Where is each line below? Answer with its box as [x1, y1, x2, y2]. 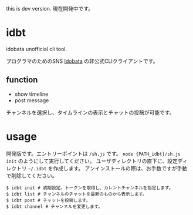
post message [14, 96, 49, 104]
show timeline [14, 90, 49, 98]
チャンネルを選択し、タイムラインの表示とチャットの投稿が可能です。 [6, 109, 175, 116]
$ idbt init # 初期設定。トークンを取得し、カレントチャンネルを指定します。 [6, 184, 174, 191]
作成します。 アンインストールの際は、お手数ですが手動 [52, 164, 188, 172]
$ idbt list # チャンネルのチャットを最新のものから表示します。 [6, 191, 147, 197]
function [6, 75, 38, 85]
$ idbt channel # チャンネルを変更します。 [6, 203, 103, 210]
